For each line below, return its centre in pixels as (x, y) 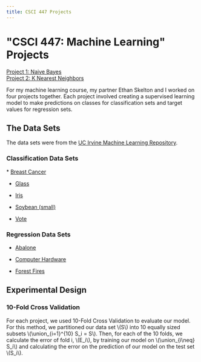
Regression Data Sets (38, 234)
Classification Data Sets (42, 158)
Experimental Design (46, 290)
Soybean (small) (35, 207)
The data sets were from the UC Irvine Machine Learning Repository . (92, 142)
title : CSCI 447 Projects (39, 12)
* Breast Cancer (26, 172)
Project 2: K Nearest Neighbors (45, 78)
